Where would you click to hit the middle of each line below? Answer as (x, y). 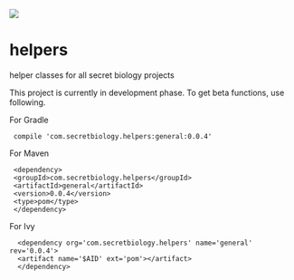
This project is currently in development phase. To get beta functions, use (147, 92)
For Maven (29, 153)
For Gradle (29, 120)
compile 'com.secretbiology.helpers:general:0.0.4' (113, 136)
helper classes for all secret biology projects (92, 75)
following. (28, 102)
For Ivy (22, 226)
